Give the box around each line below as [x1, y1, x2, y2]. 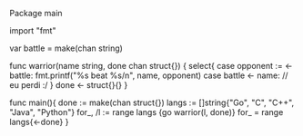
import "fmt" [9, 25, 56, 35]
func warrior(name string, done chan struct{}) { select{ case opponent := [9, 61, 284, 71]
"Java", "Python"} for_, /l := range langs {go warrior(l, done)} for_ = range [9, 107, 284, 117]
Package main [9, 8, 63, 18]
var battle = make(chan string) [9, 43, 123, 53]
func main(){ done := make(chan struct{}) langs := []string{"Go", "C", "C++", [9, 97, 294, 108]
